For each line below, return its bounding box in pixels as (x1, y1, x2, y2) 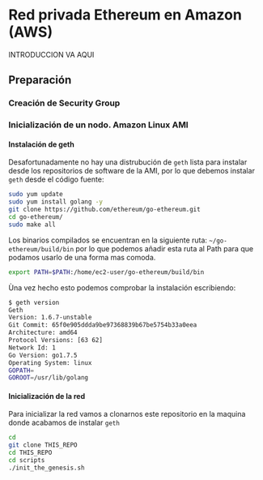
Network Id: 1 (8, 343, 57, 352)
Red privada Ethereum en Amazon (8, 6, 243, 24)
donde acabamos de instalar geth (8, 418, 120, 427)
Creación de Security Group (8, 97, 121, 109)
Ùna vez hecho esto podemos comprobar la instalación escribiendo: (8, 282, 236, 293)
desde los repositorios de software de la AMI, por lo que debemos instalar (8, 166, 255, 176)
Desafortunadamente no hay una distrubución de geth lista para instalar (8, 157, 248, 167)
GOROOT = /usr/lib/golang (8, 374, 89, 382)
